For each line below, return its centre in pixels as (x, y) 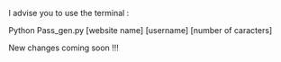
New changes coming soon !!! (63, 48)
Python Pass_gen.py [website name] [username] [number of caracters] (140, 30)
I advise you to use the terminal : (69, 13)
